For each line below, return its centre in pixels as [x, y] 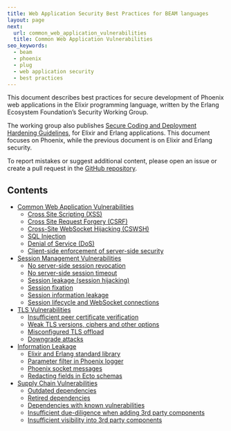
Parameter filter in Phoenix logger [75, 361]
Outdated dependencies [62, 391]
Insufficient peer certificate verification [83, 317]
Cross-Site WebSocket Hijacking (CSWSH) [89, 229]
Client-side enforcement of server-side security [95, 251]
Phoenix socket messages [65, 369]
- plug [23, 65]
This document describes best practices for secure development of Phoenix [115, 98]
